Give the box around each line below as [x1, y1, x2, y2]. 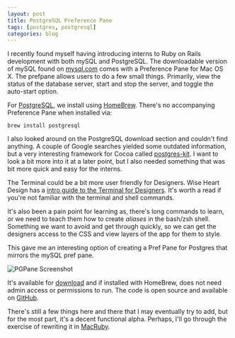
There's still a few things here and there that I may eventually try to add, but [7, 308, 228, 316]
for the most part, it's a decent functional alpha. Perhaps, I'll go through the [7, 315, 227, 323]
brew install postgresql [7, 122, 81, 130]
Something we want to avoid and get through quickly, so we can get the [7, 222, 217, 231]
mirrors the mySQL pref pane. [7, 251, 94, 259]
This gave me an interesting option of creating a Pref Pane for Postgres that [7, 244, 228, 252]
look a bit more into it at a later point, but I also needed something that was [7, 157, 225, 166]
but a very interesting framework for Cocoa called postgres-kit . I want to [7, 150, 219, 158]
